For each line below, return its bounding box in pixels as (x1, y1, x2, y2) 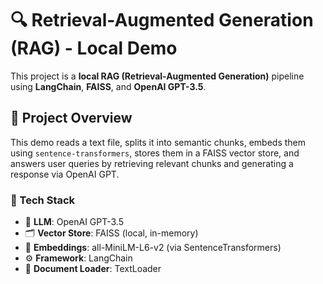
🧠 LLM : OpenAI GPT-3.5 (24, 216, 124, 228)
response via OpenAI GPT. (10, 168, 120, 180)
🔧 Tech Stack (10, 193, 76, 207)
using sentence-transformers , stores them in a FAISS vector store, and (10, 147, 300, 159)
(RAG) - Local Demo (10, 37, 178, 60)
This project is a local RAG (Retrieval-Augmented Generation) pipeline (10, 70, 305, 82)
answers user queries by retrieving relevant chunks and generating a (10, 157, 294, 169)
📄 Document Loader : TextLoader (24, 263, 162, 275)
